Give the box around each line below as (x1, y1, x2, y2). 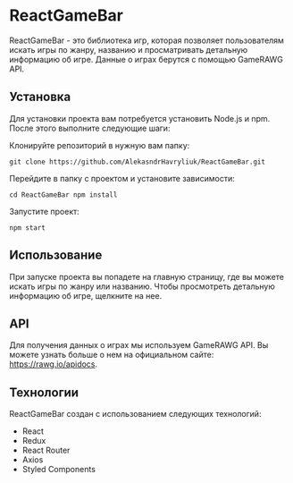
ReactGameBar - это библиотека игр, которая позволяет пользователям (9, 35, 284, 46)
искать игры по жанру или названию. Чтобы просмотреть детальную (9, 281, 275, 292)
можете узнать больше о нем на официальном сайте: (9, 350, 214, 360)
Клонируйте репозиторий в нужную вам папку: (9, 140, 190, 150)
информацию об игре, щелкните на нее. (9, 290, 163, 301)
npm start (9, 223, 46, 233)
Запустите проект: (9, 206, 80, 216)
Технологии (9, 385, 79, 400)
